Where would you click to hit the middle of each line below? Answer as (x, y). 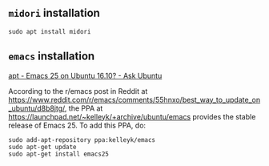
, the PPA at (84, 108)
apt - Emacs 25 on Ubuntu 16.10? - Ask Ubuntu (85, 75)
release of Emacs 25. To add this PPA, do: (77, 125)
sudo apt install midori (50, 31)
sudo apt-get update (43, 147)
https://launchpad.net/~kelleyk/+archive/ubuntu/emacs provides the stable (132, 116)
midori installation (54, 13)
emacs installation (52, 57)
